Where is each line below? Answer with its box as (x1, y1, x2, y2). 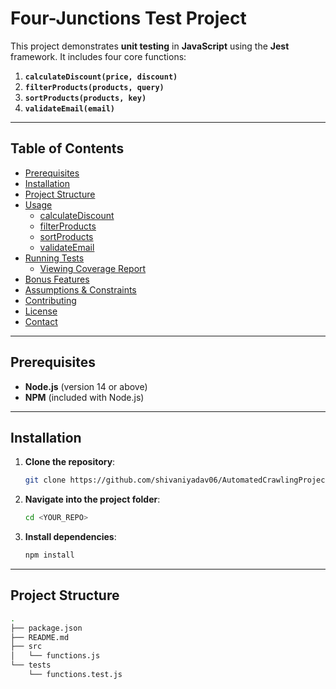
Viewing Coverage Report (39, 262, 147, 274)
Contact (24, 315, 58, 327)
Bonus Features (24, 273, 90, 285)
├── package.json (10, 623, 83, 633)
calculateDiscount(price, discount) (24, 72, 178, 82)
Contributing (24, 294, 77, 306)
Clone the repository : (24, 456, 116, 468)
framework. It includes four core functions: (10, 50, 187, 62)
